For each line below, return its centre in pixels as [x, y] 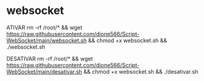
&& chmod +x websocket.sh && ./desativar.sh [141, 71]
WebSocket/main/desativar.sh [44, 71]
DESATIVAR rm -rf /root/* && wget [50, 58]
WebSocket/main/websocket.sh [47, 40]
